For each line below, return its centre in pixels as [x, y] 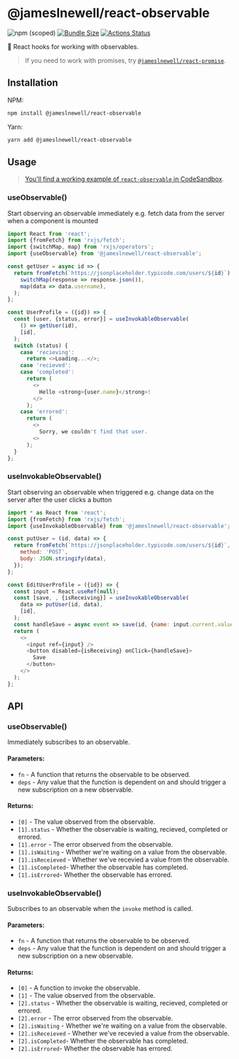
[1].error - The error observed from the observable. [95, 844]
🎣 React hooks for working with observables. [73, 46]
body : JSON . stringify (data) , [63, 559]
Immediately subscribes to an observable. [69, 742]
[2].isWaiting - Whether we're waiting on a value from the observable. [122, 1026]
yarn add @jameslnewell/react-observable [70, 140]
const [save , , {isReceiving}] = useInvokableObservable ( [102, 598]
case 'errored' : [44, 412]
